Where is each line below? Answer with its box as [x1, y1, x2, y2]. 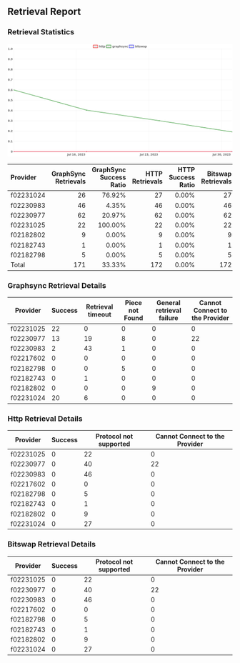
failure [158, 314, 179, 322]
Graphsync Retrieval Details [7, 280, 106, 290]
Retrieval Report [7, 6, 81, 18]
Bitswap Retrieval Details [7, 539, 96, 549]
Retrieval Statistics [7, 27, 75, 37]
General [156, 299, 181, 307]
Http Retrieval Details [7, 414, 83, 424]
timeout [87, 310, 112, 319]
